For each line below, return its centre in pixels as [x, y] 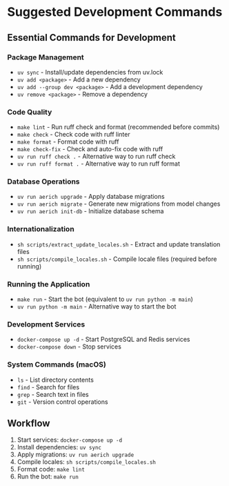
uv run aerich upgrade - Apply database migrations [91, 197]
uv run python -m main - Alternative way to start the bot [97, 307]
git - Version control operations [62, 402]
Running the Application [49, 284]
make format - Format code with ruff [68, 142]
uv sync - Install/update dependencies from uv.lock [90, 72]
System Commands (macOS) [57, 364]
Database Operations [44, 182]
